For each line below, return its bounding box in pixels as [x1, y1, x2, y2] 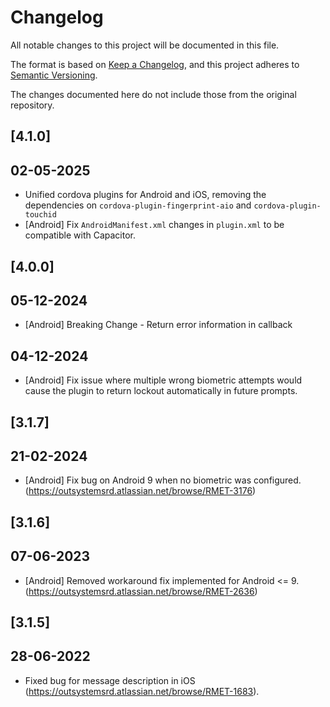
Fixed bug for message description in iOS [24, 674, 196, 686]
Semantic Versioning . [10, 69, 98, 81]
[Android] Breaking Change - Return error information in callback [24, 319, 293, 331]
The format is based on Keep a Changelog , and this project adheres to [10, 58, 300, 70]
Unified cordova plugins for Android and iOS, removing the [24, 189, 267, 201]
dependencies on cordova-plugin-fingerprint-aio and [24, 199, 252, 211]
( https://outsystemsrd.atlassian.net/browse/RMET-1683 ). [24, 685, 260, 697]
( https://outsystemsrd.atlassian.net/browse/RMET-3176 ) [24, 485, 257, 497]
